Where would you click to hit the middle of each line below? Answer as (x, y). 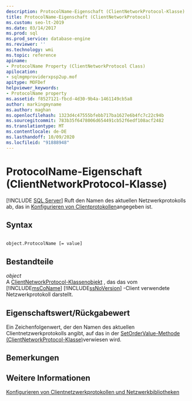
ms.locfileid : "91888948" (38, 142)
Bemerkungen (33, 358)
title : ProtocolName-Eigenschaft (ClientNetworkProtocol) (78, 17)
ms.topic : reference (31, 55)
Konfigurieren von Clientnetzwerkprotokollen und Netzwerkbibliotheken (93, 392)
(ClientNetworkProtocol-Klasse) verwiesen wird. (64, 339)
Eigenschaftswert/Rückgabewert (68, 313)
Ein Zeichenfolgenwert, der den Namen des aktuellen (70, 327)
